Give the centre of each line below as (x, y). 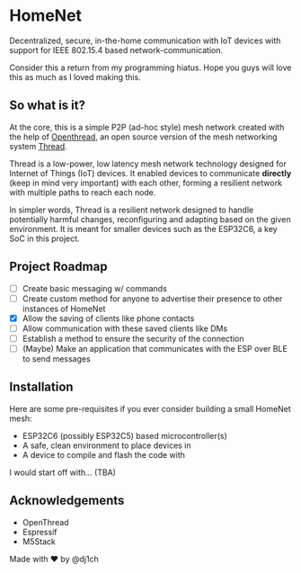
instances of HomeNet (64, 309)
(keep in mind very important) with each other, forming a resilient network (146, 183)
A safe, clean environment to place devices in (106, 445)
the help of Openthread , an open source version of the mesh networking (143, 137)
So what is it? (47, 106)
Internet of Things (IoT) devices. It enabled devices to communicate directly (150, 173)
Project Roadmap (58, 267)
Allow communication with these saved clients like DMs (125, 328)
